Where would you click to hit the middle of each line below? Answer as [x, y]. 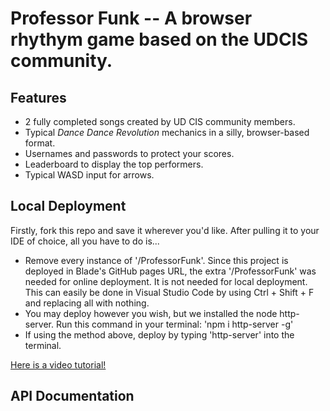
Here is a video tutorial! [58, 364]
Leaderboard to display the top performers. [114, 164]
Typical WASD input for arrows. [89, 175]
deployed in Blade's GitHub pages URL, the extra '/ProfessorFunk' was [170, 271]
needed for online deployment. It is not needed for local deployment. [166, 281]
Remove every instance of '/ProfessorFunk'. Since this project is [156, 260]
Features [38, 97]
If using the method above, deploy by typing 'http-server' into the [159, 334]
